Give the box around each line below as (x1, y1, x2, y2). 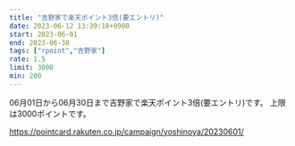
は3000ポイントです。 (9, 108, 91, 119)
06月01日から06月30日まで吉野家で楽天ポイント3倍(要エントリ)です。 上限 (9, 97, 286, 107)
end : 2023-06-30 (9, 38, 70, 47)
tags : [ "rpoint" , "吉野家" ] (9, 47, 105, 56)
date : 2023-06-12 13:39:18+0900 (9, 21, 130, 30)
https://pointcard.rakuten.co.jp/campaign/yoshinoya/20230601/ (9, 126, 244, 137)
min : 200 (9, 72, 42, 81)
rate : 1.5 (9, 55, 46, 64)
